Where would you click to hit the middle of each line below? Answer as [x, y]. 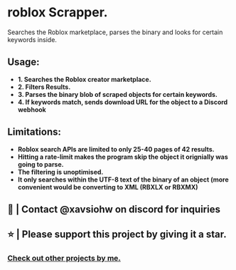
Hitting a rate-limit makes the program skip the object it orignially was [123, 157]
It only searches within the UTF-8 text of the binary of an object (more [123, 180]
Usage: [24, 62]
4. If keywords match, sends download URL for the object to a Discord [123, 102]
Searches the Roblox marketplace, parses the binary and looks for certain [115, 32]
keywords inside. [32, 39]
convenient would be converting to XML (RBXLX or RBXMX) [108, 187]
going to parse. [41, 164]
